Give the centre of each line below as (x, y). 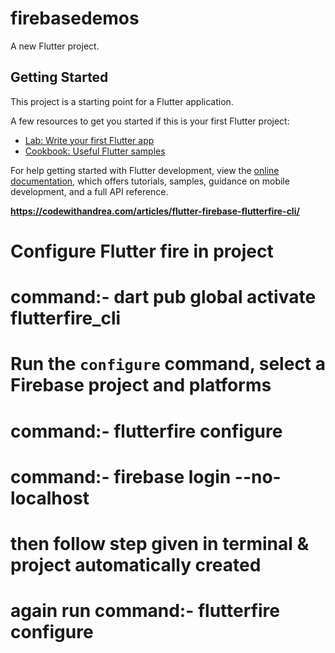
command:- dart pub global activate (163, 297)
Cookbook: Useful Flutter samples (95, 151)
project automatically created (136, 564)
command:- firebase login (121, 476)
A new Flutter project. (55, 46)
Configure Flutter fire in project (142, 251)
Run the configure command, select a (168, 364)
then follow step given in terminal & (160, 543)
